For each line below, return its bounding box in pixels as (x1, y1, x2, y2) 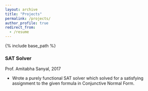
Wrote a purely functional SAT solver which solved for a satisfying (12, 76, 144, 81)
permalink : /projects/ (5, 16, 51, 21)
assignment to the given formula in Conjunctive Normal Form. (12, 80, 134, 86)
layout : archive (5, 7, 38, 12)
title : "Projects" (5, 12, 42, 16)
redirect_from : (5, 25, 36, 30)
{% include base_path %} (5, 43, 56, 48)
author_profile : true (5, 20, 49, 26)
